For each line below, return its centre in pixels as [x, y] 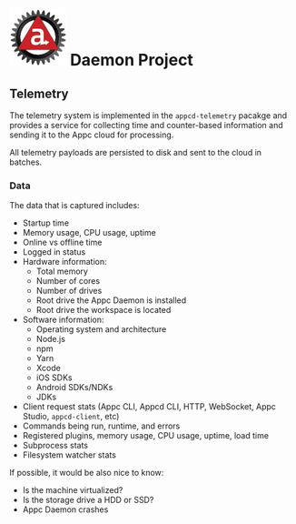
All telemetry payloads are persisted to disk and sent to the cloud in [135, 152]
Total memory [62, 271]
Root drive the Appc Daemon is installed [111, 300]
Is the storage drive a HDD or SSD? [88, 500]
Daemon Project [131, 60]
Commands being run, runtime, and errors [101, 426]
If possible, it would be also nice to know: [87, 473]
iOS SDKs [54, 378]
